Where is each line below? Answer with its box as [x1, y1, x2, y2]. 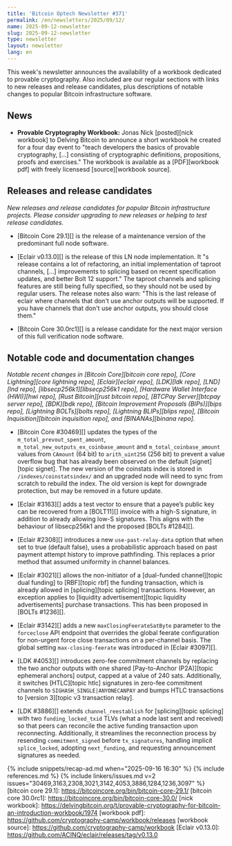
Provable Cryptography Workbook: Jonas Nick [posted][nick [17, 128, 193, 136]
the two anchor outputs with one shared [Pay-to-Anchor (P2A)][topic [17, 664, 214, 672]
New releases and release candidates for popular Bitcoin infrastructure [7, 204, 211, 212]
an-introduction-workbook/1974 [7, 809, 98, 817]
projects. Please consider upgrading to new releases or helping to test [7, 210, 207, 219]
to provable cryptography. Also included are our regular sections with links [7, 75, 220, 83]
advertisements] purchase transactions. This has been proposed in [17, 600, 209, 609]
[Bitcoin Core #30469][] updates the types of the [17, 428, 157, 436]
